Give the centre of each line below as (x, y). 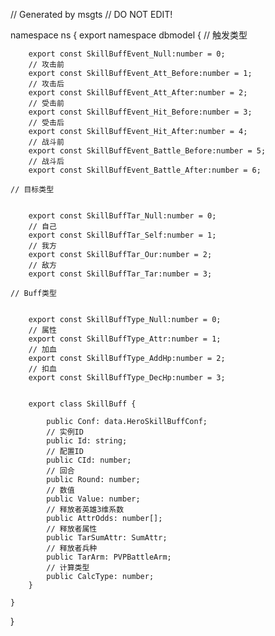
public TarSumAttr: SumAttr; (107, 538)
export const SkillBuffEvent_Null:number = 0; (127, 54)
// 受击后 (46, 123)
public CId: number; (89, 460)
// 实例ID (65, 432)
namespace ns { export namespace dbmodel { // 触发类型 (129, 35)
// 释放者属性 (72, 529)
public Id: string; (87, 441)
